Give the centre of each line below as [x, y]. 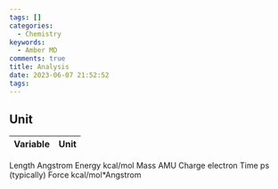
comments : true [37, 59]
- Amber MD [37, 51]
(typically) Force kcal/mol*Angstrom [75, 175]
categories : [31, 26]
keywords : [28, 42]
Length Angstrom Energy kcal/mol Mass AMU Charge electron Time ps [139, 166]
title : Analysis [39, 67]
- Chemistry [40, 34]
